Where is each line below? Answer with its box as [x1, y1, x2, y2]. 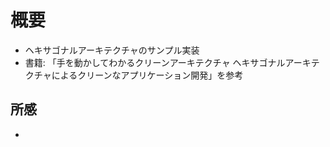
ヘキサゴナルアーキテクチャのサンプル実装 [24, 44, 200, 56]
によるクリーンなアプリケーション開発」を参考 [51, 69, 244, 81]
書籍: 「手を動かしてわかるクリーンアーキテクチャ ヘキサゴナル [24, 56, 286, 68]
